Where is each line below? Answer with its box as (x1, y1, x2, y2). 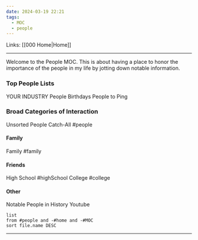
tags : (6, 14, 19, 20)
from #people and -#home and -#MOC (6, 218, 94, 223)
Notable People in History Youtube (6, 201, 90, 208)
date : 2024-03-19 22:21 (6, 8, 65, 15)
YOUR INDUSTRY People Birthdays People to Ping (6, 93, 128, 100)
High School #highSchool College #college (6, 174, 110, 181)
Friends (6, 161, 25, 168)
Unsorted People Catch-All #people (6, 121, 93, 128)
